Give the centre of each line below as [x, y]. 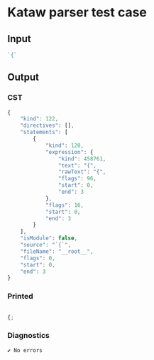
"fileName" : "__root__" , [57, 251]
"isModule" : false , [49, 238]
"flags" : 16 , [64, 205]
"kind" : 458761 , [82, 159]
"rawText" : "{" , [82, 172]
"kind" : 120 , [64, 145]
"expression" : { [69, 152]
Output [23, 77]
